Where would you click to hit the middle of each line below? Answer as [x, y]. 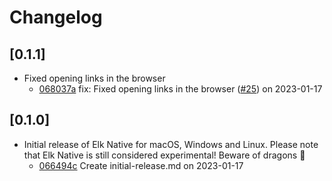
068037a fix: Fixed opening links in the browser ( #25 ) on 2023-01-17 [180, 89]
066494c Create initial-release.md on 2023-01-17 [141, 165]
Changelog [56, 17]
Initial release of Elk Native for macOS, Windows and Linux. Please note [171, 144]
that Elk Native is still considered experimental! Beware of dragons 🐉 [164, 155]
